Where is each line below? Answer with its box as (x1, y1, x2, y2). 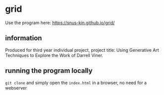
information (5, 34, 42, 42)
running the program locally (5, 66, 93, 75)
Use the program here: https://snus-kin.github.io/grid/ (5, 20, 115, 26)
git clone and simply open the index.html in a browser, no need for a (5, 80, 147, 86)
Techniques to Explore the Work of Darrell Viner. (5, 52, 104, 58)
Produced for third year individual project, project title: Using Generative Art (5, 47, 159, 53)
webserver (5, 85, 27, 91)
